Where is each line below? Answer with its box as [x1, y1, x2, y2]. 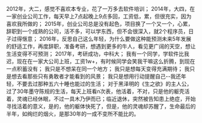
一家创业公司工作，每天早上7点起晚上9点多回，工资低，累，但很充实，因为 [6, 13, 192, 20]
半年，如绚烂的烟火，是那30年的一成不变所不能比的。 [6, 110, 139, 117]
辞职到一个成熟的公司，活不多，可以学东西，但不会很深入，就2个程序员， [6, 28, 189, 35]
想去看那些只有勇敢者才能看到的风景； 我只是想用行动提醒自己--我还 [11, 73, 182, 80]
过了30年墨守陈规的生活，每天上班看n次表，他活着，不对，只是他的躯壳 [6, 88, 185, 95]
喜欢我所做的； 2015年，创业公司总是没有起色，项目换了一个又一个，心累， [6, 20, 194, 27]
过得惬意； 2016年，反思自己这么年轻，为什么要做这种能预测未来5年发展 [11, 35, 191, 42]
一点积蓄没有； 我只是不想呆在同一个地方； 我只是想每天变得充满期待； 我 [6, 65, 190, 72]
